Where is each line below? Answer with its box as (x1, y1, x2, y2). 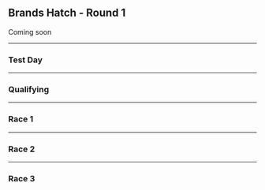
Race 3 (8, 173, 35, 184)
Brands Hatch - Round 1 (8, 6, 126, 20)
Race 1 (8, 114, 34, 125)
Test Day (8, 54, 43, 65)
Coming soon (8, 27, 52, 36)
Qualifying (8, 84, 50, 95)
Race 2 (8, 143, 35, 155)
